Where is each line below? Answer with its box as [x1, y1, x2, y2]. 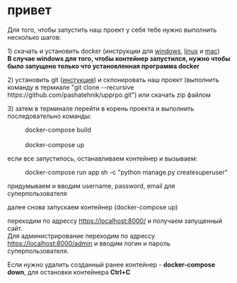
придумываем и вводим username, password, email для [7, 181, 175, 190]
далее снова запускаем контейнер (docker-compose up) [7, 202, 178, 211]
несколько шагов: [7, 33, 62, 41]
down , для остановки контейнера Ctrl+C [7, 267, 131, 276]
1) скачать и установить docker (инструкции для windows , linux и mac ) [7, 47, 221, 55]
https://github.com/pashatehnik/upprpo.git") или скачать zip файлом [7, 91, 211, 99]
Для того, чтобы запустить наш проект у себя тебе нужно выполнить [7, 25, 217, 34]
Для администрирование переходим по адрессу [7, 231, 156, 240]
